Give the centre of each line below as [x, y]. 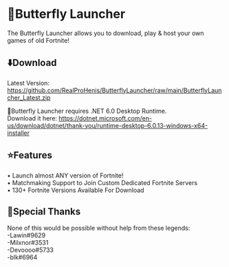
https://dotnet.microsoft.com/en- [105, 118]
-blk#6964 [22, 257]
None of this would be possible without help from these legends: [99, 228]
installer [18, 133]
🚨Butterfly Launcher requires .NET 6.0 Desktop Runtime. [87, 111]
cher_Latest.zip [29, 97]
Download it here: [32, 118]
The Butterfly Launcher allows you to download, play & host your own [106, 33]
